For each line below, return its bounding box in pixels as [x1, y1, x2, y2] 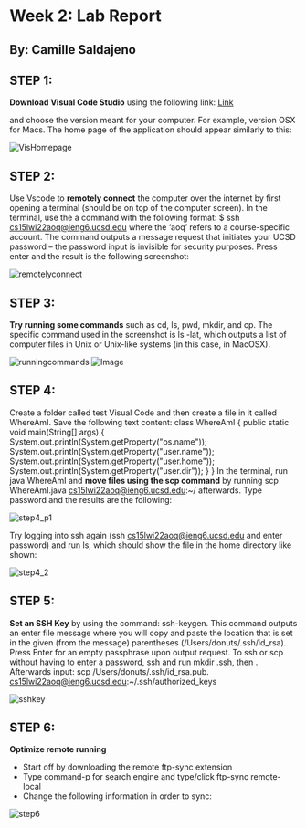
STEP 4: [9, 383, 57, 398]
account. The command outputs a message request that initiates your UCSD [9, 232, 297, 243]
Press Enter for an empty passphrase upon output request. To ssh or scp [9, 646, 284, 657]
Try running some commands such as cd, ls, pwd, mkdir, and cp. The [9, 320, 273, 330]
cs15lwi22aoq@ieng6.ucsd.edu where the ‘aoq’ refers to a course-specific [9, 222, 290, 233]
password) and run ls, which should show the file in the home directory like [9, 540, 292, 550]
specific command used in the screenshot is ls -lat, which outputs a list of [9, 330, 288, 341]
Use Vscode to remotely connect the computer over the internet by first [9, 193, 281, 204]
